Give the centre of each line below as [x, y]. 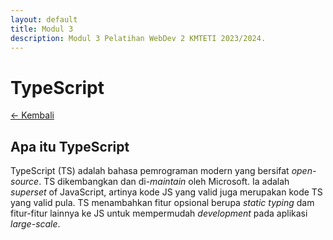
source [25, 182]
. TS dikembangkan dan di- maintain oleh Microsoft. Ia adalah [164, 182]
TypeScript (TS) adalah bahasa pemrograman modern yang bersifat [150, 171]
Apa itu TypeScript [70, 146]
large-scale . [35, 224]
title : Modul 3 [42, 29]
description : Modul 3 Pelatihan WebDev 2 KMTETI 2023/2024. [138, 38]
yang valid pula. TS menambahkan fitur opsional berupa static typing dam [162, 203]
